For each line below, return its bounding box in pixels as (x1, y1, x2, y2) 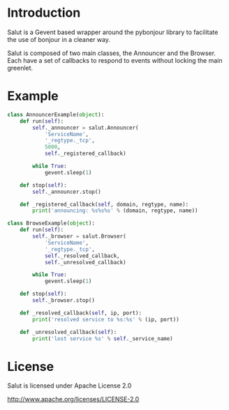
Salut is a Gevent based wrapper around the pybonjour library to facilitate (7, 28, 219, 36)
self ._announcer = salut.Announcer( (32, 124, 139, 131)
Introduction (7, 5, 81, 21)
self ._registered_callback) (44, 150, 127, 158)
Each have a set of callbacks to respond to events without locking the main (7, 56, 223, 64)
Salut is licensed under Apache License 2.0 (7, 381, 132, 390)
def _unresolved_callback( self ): (20, 328, 117, 335)
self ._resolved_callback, (44, 252, 120, 259)
